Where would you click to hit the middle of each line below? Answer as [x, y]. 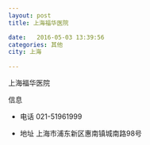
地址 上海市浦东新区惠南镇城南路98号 [81, 133]
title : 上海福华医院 [38, 23]
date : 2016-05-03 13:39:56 [56, 37]
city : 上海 [25, 52]
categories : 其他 [36, 44]
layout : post [30, 15]
